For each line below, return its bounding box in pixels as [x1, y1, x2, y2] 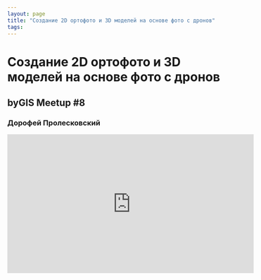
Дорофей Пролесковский [7, 118, 101, 128]
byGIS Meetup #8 [7, 97, 86, 109]
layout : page [7, 10, 46, 18]
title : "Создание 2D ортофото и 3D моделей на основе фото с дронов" [7, 17, 216, 24]
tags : [7, 23, 23, 30]
